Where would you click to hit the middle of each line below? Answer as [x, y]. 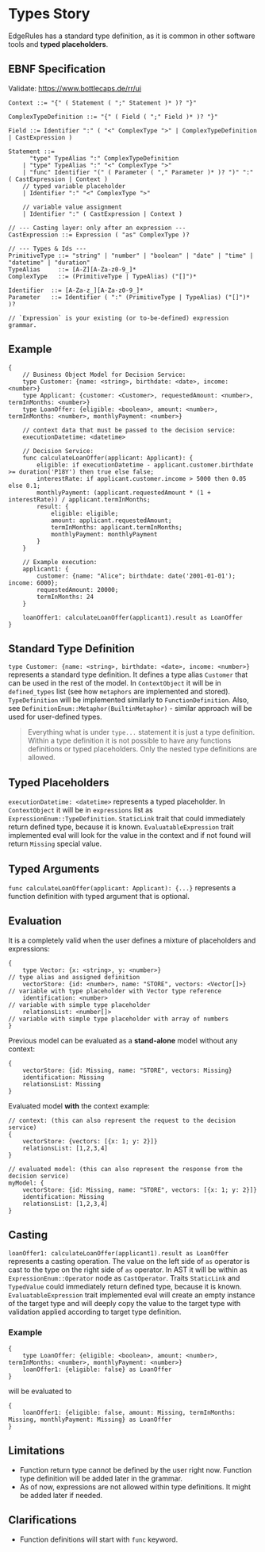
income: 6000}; [33, 583]
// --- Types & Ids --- [48, 248]
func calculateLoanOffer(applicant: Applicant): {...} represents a [122, 888]
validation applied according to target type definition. [95, 1312]
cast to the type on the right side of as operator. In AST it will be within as [128, 1270]
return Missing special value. [55, 844]
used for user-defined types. [55, 717]
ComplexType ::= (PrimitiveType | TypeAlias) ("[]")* [102, 276]
